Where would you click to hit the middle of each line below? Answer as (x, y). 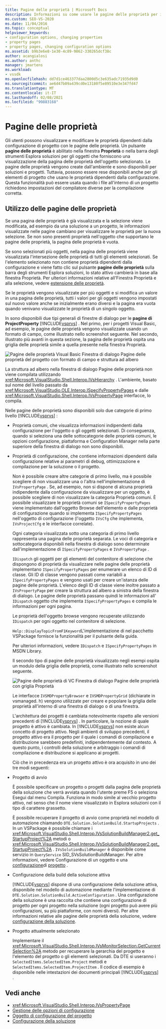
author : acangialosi (26, 56)
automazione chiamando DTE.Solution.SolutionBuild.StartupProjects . (86, 823)
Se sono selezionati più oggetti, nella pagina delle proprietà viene (72, 251)
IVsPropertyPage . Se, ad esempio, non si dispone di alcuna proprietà (82, 487)
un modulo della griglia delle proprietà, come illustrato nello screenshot (84, 665)
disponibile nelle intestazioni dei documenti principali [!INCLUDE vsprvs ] (85, 972)
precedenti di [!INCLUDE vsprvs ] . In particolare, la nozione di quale (81, 721)
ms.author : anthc (23, 61)
